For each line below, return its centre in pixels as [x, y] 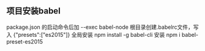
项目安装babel [34, 11]
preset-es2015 [24, 41]
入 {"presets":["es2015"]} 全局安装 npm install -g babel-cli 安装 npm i [93, 34]
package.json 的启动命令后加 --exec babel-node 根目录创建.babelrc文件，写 [102, 27]
